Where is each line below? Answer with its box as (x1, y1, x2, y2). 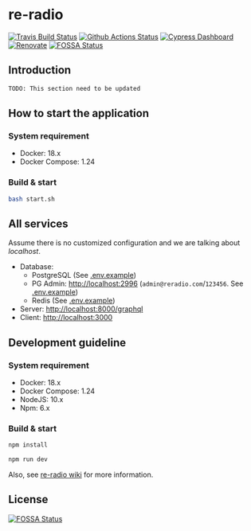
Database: (19, 262, 54, 271)
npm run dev (8, 455, 48, 463)
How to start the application (8, 107, 150, 120)
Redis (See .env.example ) (31, 296, 116, 306)
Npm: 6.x (19, 403, 50, 412)
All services (8, 217, 69, 230)
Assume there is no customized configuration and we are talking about (8, 238, 241, 248)
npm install (8, 441, 48, 449)
